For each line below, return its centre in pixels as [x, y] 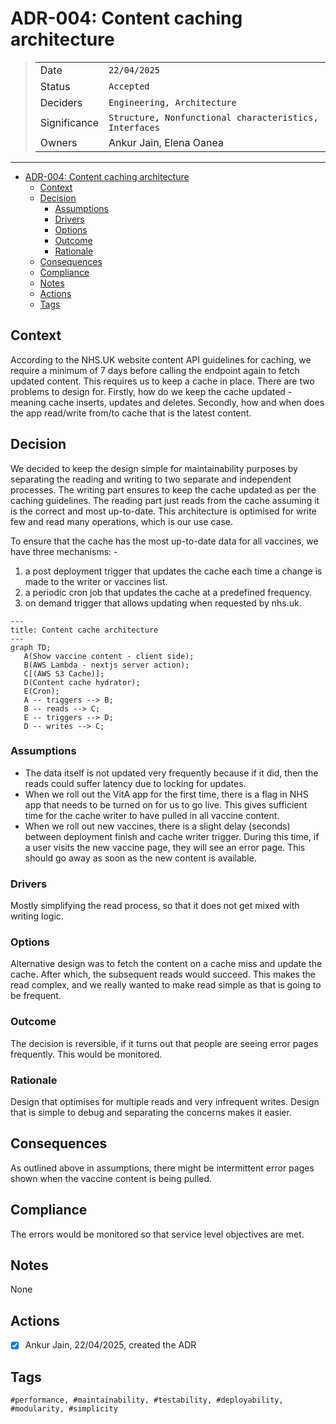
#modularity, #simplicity [64, 1409]
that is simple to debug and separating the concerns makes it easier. [151, 1113]
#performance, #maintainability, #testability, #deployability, [147, 1400]
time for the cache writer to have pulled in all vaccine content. [152, 815]
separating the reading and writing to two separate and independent [151, 479]
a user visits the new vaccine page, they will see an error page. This [165, 847]
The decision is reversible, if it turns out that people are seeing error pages [164, 1043]
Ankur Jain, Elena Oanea [166, 142]
